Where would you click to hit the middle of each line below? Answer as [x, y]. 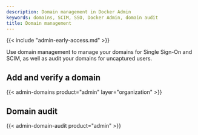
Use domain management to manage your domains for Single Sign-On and [99, 52]
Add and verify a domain [54, 77]
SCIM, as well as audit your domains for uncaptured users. [79, 59]
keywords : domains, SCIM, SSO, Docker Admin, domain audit [82, 18]
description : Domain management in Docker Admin [69, 12]
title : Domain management [39, 23]
